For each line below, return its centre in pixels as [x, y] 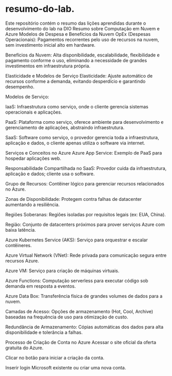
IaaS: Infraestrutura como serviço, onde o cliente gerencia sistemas [77, 106]
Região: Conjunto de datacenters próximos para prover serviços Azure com [85, 224]
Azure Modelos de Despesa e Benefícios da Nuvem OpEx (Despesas [78, 34]
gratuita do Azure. [24, 348]
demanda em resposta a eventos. [41, 286]
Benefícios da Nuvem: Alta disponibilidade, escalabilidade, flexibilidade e [83, 55]
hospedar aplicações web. [33, 158]
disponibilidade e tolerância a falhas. [44, 332]
